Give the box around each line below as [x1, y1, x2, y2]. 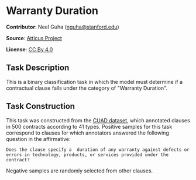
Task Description [6, 63, 70, 73]
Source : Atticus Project [6, 34, 63, 41]
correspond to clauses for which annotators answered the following [6, 129, 170, 136]
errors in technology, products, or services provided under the [6, 151, 169, 158]
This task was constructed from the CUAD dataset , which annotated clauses [6, 117, 190, 123]
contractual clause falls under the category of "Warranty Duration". [6, 84, 168, 91]
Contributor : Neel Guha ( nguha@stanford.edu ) [6, 23, 120, 30]
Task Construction [6, 101, 75, 111]
